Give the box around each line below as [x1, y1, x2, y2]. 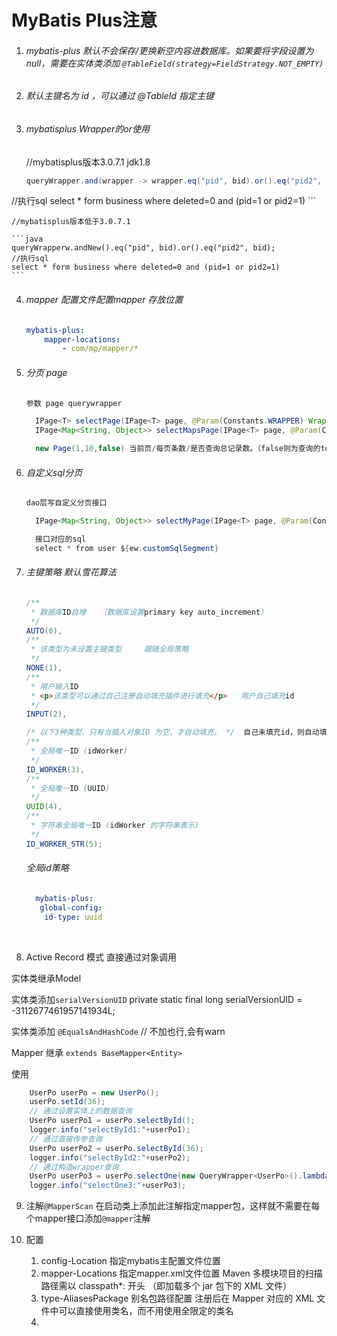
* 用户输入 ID [30, 681, 79, 691]
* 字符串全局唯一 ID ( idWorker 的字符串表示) [30, 821, 200, 831]
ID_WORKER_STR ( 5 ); [25, 839, 103, 849]
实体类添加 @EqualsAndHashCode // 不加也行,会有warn [11, 1025, 226, 1037]
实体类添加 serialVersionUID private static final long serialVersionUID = [11, 993, 303, 1005]
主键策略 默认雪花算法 [25, 566, 117, 578]
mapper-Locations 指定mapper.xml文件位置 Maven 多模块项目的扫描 [40, 1267, 323, 1280]
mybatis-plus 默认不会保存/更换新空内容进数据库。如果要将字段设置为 [25, 44, 314, 56]
